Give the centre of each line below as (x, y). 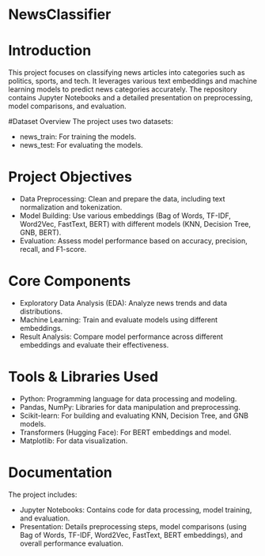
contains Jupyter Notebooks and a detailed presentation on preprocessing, (131, 98)
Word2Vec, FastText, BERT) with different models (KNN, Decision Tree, (135, 224)
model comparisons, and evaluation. (67, 106)
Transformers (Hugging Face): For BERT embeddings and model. (125, 432)
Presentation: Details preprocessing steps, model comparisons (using (133, 526)
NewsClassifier (60, 15)
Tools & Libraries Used (83, 377)
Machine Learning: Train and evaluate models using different (119, 320)
